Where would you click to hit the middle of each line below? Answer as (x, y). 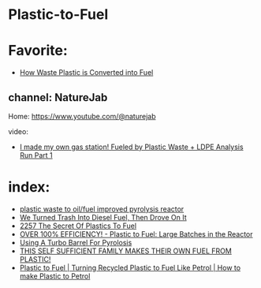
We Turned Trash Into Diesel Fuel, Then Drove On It (103, 217)
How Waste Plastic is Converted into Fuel (86, 73)
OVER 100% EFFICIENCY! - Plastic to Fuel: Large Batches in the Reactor (136, 234)
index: (29, 187)
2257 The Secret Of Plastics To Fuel (78, 226)
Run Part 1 (36, 155)
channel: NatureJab (58, 97)
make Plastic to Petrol (55, 276)
